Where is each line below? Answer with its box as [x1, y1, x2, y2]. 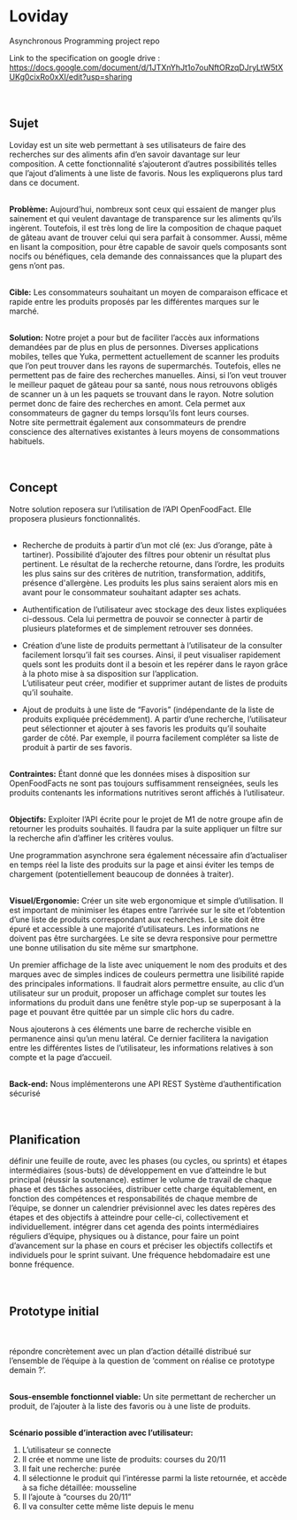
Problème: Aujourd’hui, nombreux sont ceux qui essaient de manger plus [9, 204, 277, 214]
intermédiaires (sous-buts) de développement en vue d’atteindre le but [9, 1165, 267, 1175]
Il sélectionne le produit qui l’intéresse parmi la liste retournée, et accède [21, 1473, 287, 1484]
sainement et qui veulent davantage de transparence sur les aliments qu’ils [9, 213, 282, 223]
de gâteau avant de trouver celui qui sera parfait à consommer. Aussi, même [9, 232, 287, 243]
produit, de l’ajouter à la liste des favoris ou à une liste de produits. [9, 1401, 251, 1412]
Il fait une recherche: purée [21, 1463, 121, 1474]
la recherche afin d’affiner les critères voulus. [9, 833, 174, 843]
